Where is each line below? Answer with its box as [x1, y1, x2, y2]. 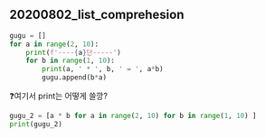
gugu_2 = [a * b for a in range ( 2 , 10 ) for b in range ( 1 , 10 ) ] [9, 112, 257, 121]
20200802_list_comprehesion [9, 7, 185, 23]
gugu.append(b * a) [42, 73, 107, 82]
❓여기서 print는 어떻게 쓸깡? [9, 90, 109, 102]
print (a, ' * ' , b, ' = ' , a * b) [42, 65, 165, 74]
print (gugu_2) [9, 119, 63, 129]
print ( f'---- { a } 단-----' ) [25, 48, 122, 57]
